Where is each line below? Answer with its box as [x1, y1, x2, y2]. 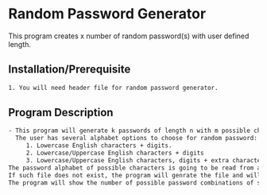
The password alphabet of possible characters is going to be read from [8, 164, 254, 172]
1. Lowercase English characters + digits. [25, 142, 172, 150]
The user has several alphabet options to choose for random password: [15, 135, 258, 142]
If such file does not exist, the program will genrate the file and [8, 171, 244, 179]
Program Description [8, 106, 114, 119]
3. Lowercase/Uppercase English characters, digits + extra [25, 156, 229, 164]
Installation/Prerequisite [8, 63, 131, 76]
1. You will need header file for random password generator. [8, 84, 219, 92]
